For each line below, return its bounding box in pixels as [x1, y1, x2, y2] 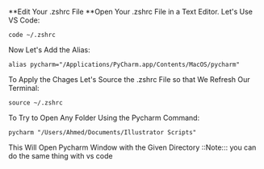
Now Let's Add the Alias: [8, 45, 90, 55]
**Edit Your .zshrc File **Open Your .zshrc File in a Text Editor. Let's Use [8, 7, 253, 16]
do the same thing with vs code [8, 151, 113, 160]
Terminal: [8, 84, 40, 93]
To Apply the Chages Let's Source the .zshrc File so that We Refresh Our [8, 75, 250, 84]
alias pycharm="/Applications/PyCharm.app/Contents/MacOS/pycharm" [8, 60, 241, 68]
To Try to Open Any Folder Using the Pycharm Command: [8, 113, 200, 122]
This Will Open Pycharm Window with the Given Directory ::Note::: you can [8, 142, 257, 152]
